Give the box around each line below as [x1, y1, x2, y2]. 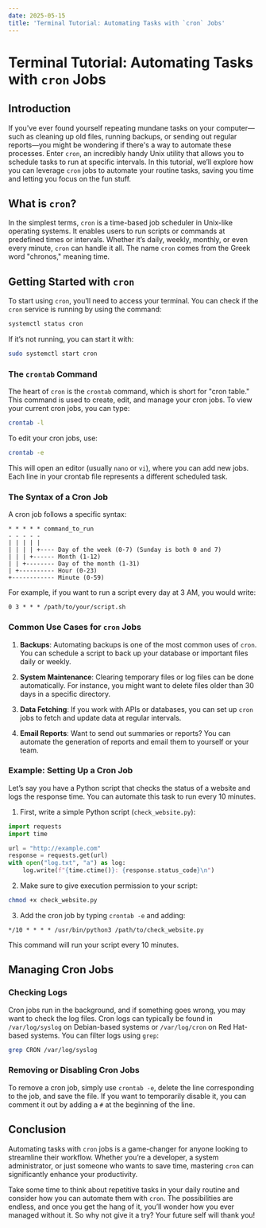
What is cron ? [8, 197, 77, 210]
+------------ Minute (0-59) [8, 574, 105, 582]
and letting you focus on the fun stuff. [8, 174, 132, 183]
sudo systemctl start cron [8, 350, 98, 358]
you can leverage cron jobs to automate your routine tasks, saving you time [8, 165, 254, 175]
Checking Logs [8, 987, 67, 998]
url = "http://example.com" [8, 844, 102, 852]
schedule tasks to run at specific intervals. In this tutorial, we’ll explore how [8, 157, 254, 166]
